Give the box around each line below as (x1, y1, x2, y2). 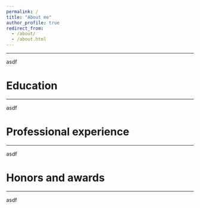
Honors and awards (6, 171, 105, 185)
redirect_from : (6, 25, 44, 31)
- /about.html (11, 36, 46, 42)
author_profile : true (6, 20, 60, 26)
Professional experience (6, 125, 130, 138)
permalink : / (6, 8, 39, 15)
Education (6, 79, 58, 93)
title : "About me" (6, 14, 52, 20)
